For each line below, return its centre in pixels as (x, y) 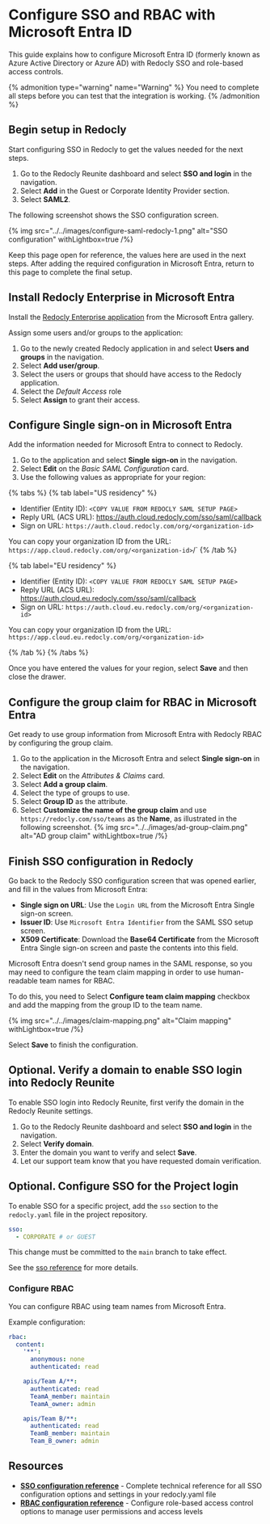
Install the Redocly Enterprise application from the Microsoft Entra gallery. (131, 317)
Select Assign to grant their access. (80, 400)
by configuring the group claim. (61, 743)
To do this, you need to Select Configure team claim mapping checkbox (129, 996)
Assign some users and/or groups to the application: (96, 332)
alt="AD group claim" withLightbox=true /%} (94, 836)
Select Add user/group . (60, 365)
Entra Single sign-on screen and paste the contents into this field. (129, 948)
